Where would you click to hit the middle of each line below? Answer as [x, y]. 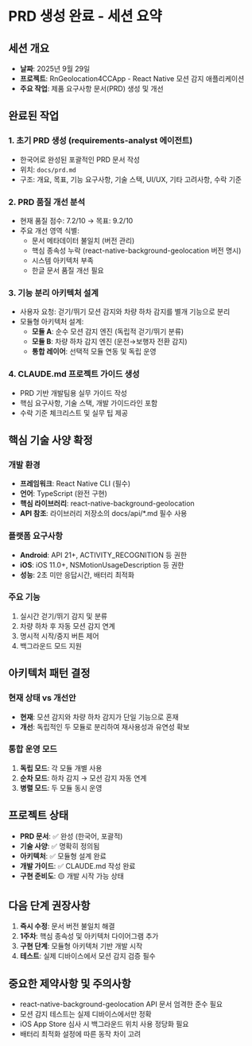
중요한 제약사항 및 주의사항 [70, 984]
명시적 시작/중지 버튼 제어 [59, 636]
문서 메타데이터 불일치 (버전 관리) [83, 240]
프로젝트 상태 [39, 815]
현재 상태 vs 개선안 [42, 698]
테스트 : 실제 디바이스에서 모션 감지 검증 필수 [88, 956]
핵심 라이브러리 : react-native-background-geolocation [107, 504]
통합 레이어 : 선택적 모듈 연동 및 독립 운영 [94, 351]
